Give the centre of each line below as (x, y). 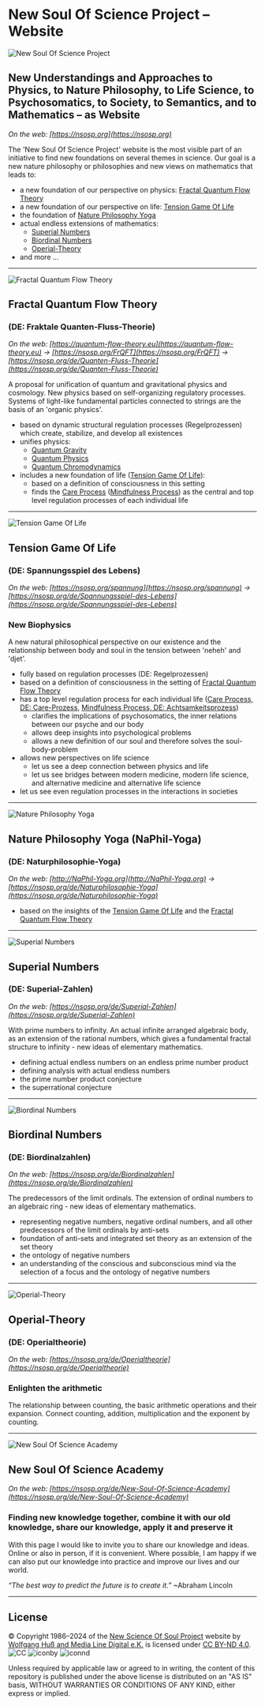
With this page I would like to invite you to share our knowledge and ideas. (129, 1544)
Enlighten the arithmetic (55, 1389)
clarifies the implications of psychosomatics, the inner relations (134, 716)
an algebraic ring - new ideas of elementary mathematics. (102, 1206)
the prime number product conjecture (80, 1078)
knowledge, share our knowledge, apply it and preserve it (121, 1528)
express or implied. (39, 1693)
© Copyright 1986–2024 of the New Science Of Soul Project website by (125, 1637)
